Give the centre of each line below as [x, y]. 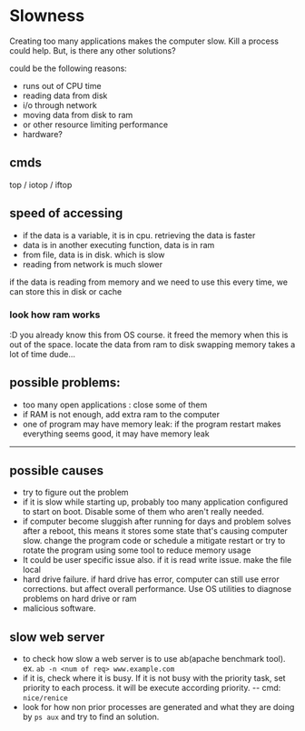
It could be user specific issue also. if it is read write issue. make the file [157, 560]
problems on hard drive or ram [79, 599]
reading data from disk [65, 95]
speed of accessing [66, 213]
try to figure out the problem [75, 493]
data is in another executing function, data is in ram [118, 245]
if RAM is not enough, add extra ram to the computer [121, 414]
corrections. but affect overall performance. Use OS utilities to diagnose [157, 589]
